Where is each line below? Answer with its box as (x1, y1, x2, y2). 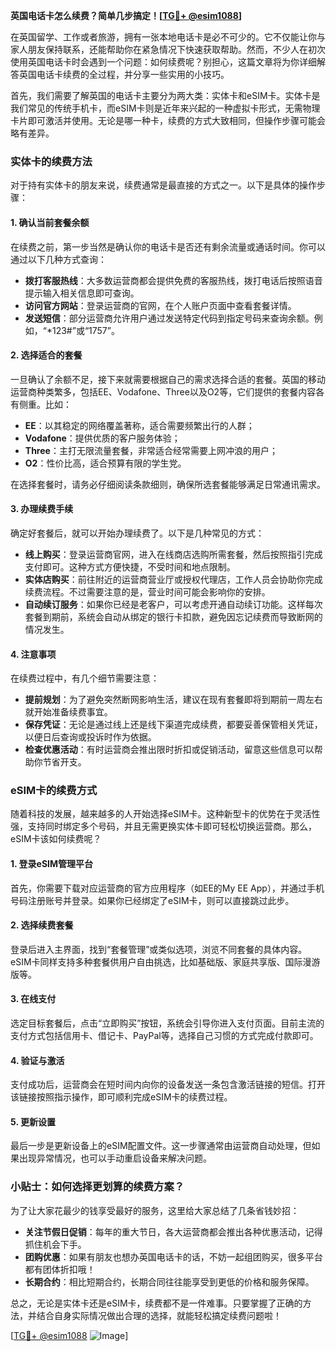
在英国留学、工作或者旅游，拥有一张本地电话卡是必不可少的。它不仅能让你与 (10, 31, 326, 43)
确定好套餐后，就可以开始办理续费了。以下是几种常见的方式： (10, 527, 265, 539)
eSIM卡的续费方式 (10, 784, 98, 798)
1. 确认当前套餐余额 (10, 216, 90, 228)
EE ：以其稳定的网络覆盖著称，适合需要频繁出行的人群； (24, 419, 255, 431)
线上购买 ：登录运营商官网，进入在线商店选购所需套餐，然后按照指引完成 (24, 548, 323, 560)
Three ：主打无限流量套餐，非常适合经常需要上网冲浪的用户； (24, 444, 278, 456)
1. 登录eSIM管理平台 (10, 858, 94, 869)
